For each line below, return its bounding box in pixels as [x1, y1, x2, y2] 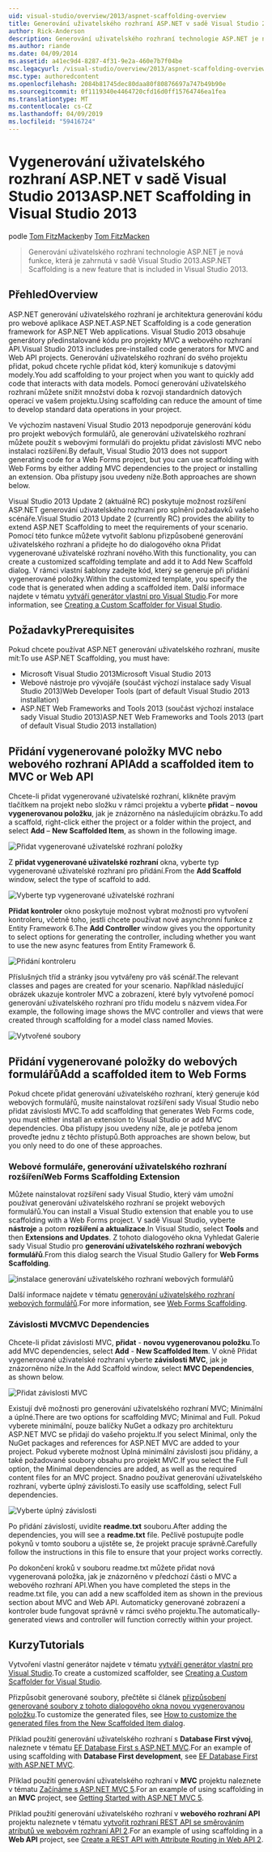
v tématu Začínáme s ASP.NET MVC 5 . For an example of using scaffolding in [8, 1785, 264, 1794]
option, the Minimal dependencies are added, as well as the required [8, 1464, 237, 1473]
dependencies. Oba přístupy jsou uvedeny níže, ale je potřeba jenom [8, 1123, 238, 1133]
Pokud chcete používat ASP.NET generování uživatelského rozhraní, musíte [8, 645, 261, 655]
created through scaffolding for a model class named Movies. [8, 1015, 214, 1025]
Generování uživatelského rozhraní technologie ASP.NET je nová [28, 247, 244, 257]
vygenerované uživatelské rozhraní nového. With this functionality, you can [8, 547, 257, 557]
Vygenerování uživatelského [8, 153, 206, 171]
